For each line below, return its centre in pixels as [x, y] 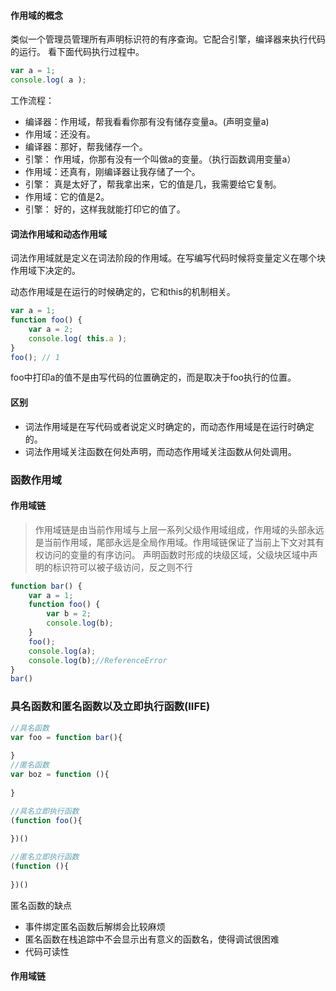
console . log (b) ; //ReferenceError [98, 660]
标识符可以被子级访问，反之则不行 [122, 567]
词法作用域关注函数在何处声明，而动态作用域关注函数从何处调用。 [160, 451]
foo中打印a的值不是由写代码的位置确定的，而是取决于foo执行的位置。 [153, 377]
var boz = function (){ [60, 775]
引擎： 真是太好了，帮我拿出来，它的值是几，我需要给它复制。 [153, 184]
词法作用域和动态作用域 [58, 234]
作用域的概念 [36, 15]
